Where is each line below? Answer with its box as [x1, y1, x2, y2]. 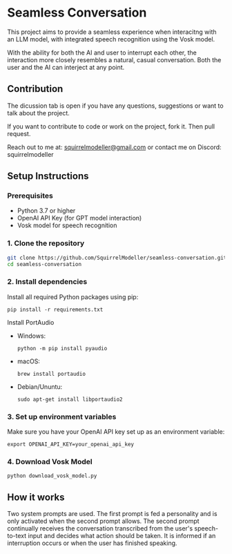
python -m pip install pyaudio [17, 345, 108, 352]
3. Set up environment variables [7, 412, 117, 421]
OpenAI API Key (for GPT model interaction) [17, 214, 142, 222]
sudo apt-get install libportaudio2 [17, 396, 123, 403]
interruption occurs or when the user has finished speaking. [7, 539, 177, 547]
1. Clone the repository [7, 238, 85, 248]
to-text [7, 532, 27, 540]
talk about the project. [7, 108, 70, 117]
